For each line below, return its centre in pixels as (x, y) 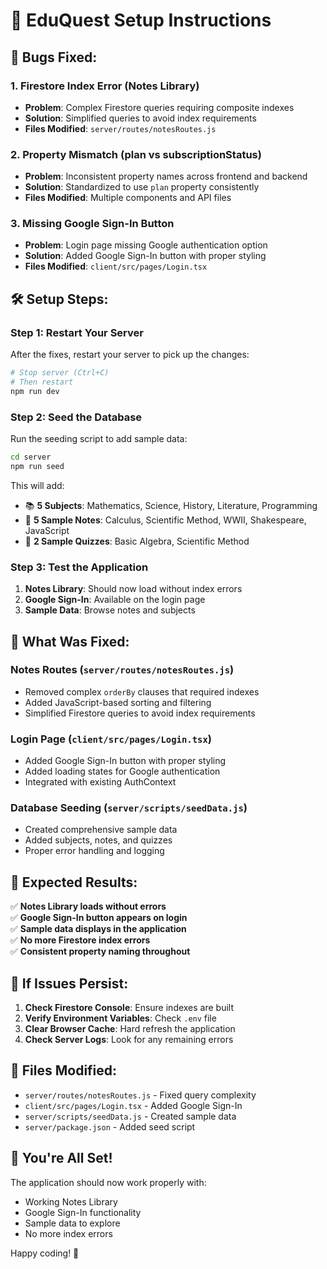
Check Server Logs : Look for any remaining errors (129, 1040)
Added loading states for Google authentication (122, 771)
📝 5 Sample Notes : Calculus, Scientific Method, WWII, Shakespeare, (165, 520)
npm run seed (37, 466)
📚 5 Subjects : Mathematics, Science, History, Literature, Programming (171, 505)
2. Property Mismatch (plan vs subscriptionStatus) (136, 154)
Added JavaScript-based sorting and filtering (118, 702)
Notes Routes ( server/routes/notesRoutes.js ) (122, 670)
